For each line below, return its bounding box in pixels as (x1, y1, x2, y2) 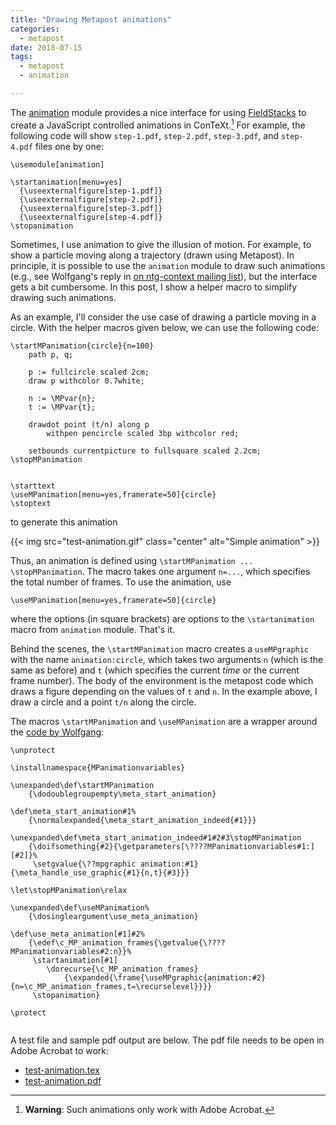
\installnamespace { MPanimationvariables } (10, 762, 186, 773)
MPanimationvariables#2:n (10, 946, 118, 956)
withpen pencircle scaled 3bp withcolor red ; (46, 428, 240, 438)
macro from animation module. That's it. (10, 623, 176, 635)
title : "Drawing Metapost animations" (10, 14, 172, 25)
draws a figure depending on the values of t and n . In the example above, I (10, 685, 318, 697)
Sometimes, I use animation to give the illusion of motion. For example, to (10, 238, 312, 250)
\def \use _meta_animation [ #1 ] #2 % (10, 929, 145, 939)
